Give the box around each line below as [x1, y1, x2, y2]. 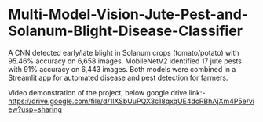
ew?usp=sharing [8, 104, 63, 114]
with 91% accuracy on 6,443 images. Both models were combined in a [8, 64, 236, 74]
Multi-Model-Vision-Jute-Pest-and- [8, 5, 249, 23]
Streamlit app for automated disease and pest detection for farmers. [8, 73, 228, 82]
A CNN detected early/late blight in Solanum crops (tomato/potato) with [8, 48, 239, 57]
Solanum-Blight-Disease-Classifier [8, 22, 243, 40]
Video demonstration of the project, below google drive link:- [8, 88, 206, 97]
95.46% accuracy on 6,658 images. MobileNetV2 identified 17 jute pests [8, 56, 242, 66]
